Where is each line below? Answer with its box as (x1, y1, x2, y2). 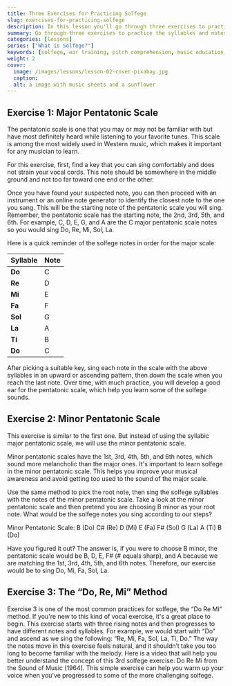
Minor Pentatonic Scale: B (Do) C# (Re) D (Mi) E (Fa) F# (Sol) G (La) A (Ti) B (7, 523, 222, 531)
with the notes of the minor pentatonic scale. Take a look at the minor (7, 495, 204, 503)
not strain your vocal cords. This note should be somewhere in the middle (7, 168, 217, 177)
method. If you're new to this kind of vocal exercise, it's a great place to (7, 612, 211, 620)
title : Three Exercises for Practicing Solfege (7, 10, 147, 17)
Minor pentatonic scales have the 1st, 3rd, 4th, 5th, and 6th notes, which (7, 452, 213, 461)
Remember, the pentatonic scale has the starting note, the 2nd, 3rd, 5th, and (7, 211, 224, 219)
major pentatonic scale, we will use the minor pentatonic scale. (7, 439, 186, 447)
